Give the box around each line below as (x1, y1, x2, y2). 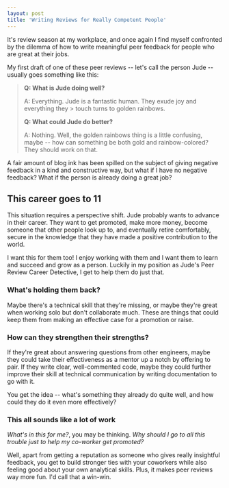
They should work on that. (23, 145, 98, 154)
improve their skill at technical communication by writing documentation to (7, 369, 217, 378)
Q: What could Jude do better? (23, 117, 113, 125)
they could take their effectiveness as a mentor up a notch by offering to (7, 355, 211, 363)
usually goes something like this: (7, 70, 99, 79)
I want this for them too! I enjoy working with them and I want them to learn (7, 254, 219, 262)
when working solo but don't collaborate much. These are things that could (7, 308, 219, 316)
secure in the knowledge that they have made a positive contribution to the (7, 233, 218, 241)
